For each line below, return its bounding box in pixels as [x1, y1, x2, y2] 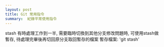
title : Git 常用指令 [5, 12, 44, 17]
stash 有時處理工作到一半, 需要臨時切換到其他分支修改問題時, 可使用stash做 [5, 30, 159, 36]
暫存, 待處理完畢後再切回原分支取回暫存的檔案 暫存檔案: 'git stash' [5, 36, 140, 42]
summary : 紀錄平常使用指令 [5, 16, 57, 21]
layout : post [5, 7, 32, 12]
